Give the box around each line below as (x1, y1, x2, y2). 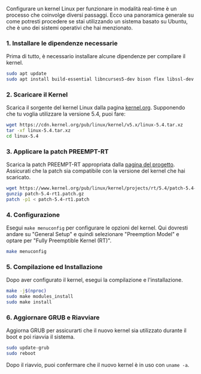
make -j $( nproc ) (6, 288, 47, 294)
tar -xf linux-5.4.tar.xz (6, 128, 71, 134)
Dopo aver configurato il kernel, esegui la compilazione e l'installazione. (6, 276, 184, 283)
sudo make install (6, 299, 52, 305)
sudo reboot (6, 351, 36, 357)
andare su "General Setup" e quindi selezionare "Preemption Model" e (6, 231, 179, 238)
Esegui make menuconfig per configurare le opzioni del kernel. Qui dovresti (6, 224, 188, 231)
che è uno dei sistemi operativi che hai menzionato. (6, 24, 133, 31)
